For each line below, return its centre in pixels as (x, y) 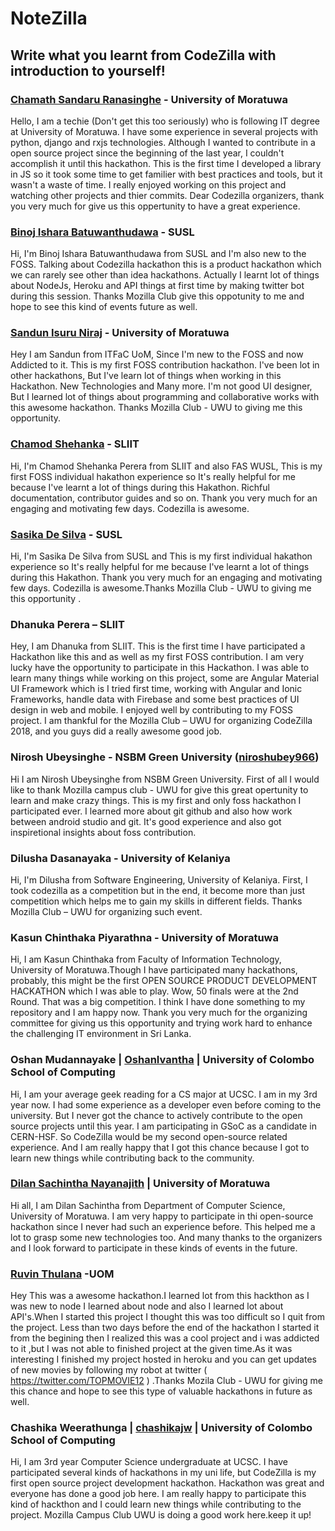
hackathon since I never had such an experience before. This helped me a (163, 1226)
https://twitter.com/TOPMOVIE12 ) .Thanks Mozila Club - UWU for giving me (167, 1381)
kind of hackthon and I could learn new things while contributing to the (156, 1504)
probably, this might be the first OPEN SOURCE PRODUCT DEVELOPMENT (164, 981)
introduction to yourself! (88, 70)
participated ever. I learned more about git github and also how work (151, 811)
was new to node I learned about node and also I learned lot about (147, 1306)
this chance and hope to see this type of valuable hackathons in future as (161, 1391)
